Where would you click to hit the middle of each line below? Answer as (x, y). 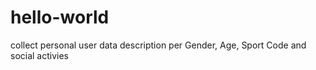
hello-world (60, 17)
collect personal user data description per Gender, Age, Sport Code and (158, 45)
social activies (40, 55)
